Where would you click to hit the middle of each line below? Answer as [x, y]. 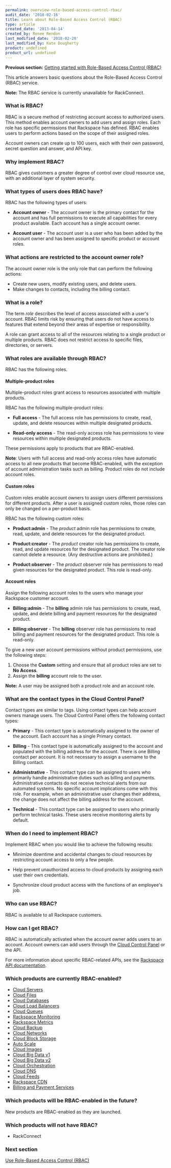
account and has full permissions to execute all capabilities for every [85, 218]
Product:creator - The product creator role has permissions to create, [87, 543]
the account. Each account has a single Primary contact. [72, 736]
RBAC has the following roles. [36, 370]
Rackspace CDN [30, 1082]
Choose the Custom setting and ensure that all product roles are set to [87, 665]
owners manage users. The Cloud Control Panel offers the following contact [85, 716]
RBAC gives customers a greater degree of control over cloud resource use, [85, 173]
